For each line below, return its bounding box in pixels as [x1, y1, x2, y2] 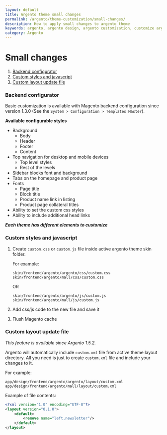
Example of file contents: [5, 392, 56, 398]
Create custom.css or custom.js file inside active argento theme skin [12, 245, 152, 252]
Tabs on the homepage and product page [12, 175, 98, 181]
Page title [19, 186, 40, 192]
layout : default [5, 7, 39, 12]
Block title [19, 191, 41, 197]
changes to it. [5, 360, 33, 366]
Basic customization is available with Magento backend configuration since [5, 103, 159, 109]
